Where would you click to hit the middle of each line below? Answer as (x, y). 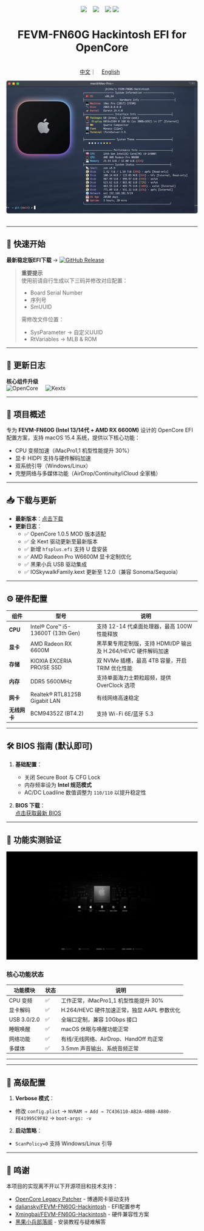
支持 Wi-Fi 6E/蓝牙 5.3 (125, 713)
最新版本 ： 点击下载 (39, 519)
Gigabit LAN (45, 700)
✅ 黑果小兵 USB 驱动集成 (55, 564)
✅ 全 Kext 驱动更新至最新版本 (61, 542)
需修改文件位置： (42, 319)
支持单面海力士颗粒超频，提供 (134, 678)
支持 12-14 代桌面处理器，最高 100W (144, 626)
